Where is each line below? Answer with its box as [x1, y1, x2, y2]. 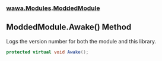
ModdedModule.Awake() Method [6, 22, 132, 32]
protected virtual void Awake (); [6, 49, 89, 55]
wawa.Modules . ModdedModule [6, 4, 100, 12]
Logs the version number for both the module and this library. [6, 38, 156, 45]
